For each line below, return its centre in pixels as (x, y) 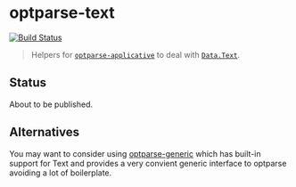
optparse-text (62, 13)
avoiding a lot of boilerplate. (61, 173)
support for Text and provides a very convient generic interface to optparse (148, 163)
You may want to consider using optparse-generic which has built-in (135, 153)
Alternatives (45, 132)
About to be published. (51, 104)
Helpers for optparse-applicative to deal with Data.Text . (136, 54)
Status (28, 83)
